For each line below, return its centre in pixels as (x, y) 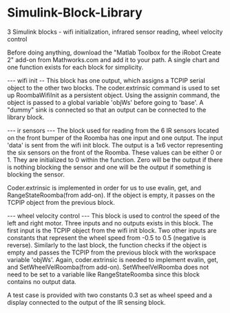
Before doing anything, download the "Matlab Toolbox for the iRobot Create (114, 52)
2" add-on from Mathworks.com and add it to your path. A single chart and (113, 59)
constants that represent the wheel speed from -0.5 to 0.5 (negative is (107, 238)
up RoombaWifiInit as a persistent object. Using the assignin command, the (114, 95)
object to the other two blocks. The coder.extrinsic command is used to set (114, 88)
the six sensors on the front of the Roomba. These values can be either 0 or (115, 152)
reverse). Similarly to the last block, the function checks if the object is (107, 245)
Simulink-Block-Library (75, 13)
